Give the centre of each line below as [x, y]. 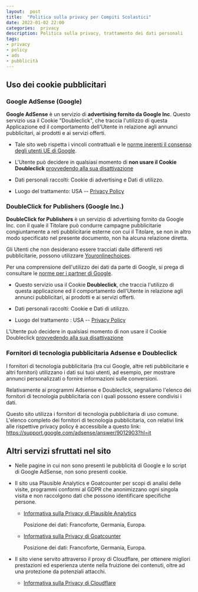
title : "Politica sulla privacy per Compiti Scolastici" [79, 17]
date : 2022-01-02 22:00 [35, 22]
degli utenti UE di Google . [45, 151]
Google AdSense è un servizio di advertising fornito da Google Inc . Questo [98, 114]
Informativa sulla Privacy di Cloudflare [70, 583]
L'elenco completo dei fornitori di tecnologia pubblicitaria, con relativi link [95, 420]
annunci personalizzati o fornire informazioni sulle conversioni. [82, 378]
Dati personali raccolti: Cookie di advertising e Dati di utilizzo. [89, 180]
